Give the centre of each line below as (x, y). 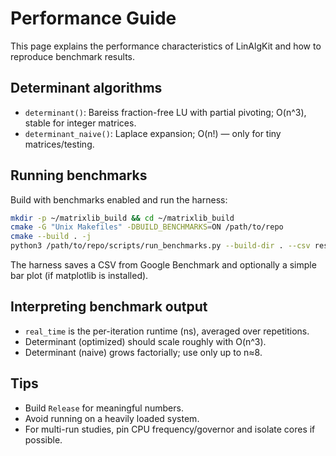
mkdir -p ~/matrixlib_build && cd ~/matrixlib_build (122, 218)
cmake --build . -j (51, 237)
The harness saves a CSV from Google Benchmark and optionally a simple (163, 265)
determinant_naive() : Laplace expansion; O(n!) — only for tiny (153, 133)
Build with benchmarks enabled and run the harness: (119, 199)
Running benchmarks (79, 175)
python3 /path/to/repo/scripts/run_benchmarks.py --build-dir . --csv (160, 246)
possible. (43, 439)
